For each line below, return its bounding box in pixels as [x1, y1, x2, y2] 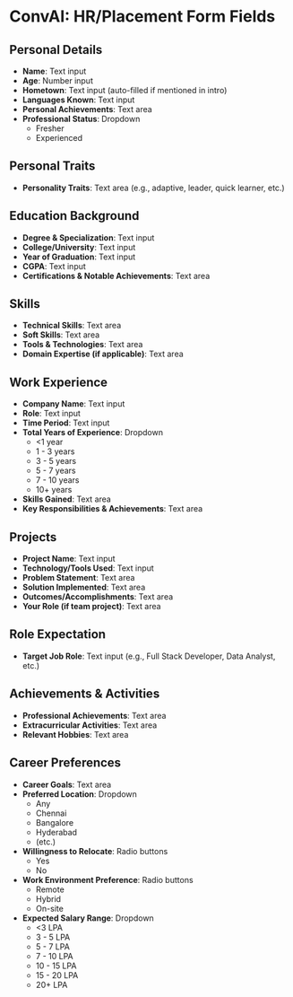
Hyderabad [35, 826, 78, 837]
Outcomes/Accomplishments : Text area [22, 591, 174, 602]
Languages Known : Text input [22, 94, 135, 105]
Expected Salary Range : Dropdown [22, 913, 154, 923]
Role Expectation [9, 626, 106, 643]
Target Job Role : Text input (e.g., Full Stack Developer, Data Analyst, [22, 651, 276, 661]
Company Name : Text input [22, 398, 125, 409]
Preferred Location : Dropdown [22, 788, 137, 800]
